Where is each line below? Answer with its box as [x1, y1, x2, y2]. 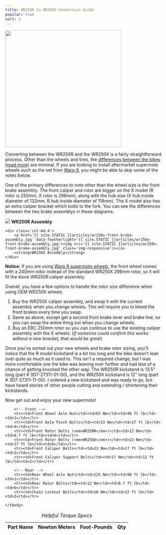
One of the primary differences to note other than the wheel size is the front [5, 182, 160, 188]
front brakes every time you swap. [12, 309, 83, 315]
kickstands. [5, 388, 29, 394]
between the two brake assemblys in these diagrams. [5, 209, 114, 215]
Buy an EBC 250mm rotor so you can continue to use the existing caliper [12, 325, 161, 331]
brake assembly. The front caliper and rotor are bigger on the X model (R [5, 187, 154, 193]
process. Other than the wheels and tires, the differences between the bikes [5, 156, 161, 162]
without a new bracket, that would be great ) [12, 336, 103, 342]
